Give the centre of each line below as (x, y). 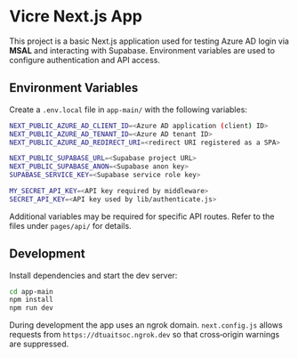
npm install (31, 300)
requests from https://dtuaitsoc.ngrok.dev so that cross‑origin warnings (145, 335)
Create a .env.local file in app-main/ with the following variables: (128, 110)
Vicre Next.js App (76, 16)
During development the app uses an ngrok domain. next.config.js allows (146, 325)
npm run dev (31, 308)
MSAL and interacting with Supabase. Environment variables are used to (142, 50)
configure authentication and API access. (85, 60)
